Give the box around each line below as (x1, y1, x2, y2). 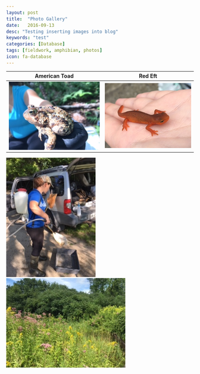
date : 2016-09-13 (6, 22, 55, 28)
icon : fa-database (6, 54, 52, 60)
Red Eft (139, 72, 158, 80)
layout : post (6, 10, 39, 16)
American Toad (35, 72, 74, 80)
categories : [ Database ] (6, 41, 65, 47)
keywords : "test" (6, 35, 49, 41)
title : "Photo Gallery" (6, 16, 68, 22)
